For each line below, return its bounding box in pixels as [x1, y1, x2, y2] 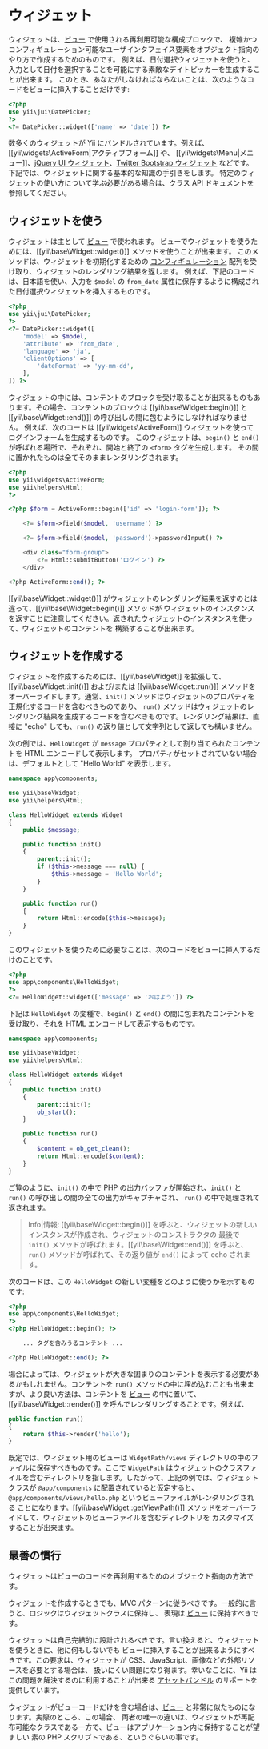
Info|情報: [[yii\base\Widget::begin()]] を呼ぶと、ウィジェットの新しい [27, 1219, 258, 1229]
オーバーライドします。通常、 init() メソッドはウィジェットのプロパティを [8, 692, 255, 702]
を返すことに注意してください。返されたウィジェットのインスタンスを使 [8, 613, 246, 623]
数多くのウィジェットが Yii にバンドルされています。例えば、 [8, 138, 210, 148]
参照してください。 [8, 188, 72, 198]
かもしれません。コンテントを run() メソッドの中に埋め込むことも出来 [14, 1379, 248, 1388]
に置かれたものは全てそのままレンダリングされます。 [8, 452, 183, 462]
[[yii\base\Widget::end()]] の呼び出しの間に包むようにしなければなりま [8, 412, 241, 422]
